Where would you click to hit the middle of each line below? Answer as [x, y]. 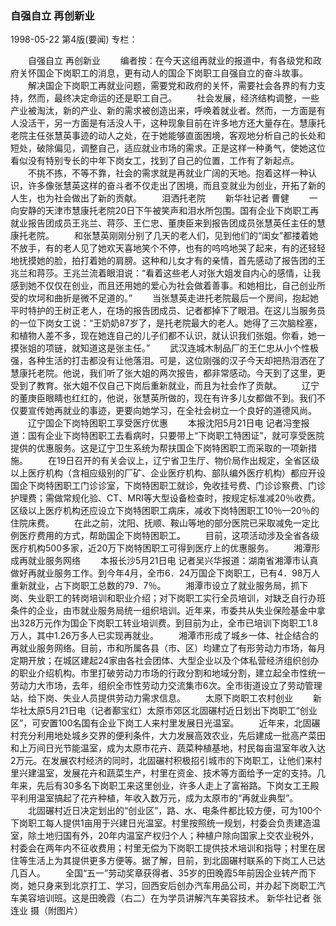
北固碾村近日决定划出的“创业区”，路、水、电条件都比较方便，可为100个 [174, 811]
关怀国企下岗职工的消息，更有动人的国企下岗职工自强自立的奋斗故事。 [163, 73]
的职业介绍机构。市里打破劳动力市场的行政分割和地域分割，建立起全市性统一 [168, 673]
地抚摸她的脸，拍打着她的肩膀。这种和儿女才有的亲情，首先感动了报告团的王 [168, 261]
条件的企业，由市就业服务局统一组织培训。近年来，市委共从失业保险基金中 [163, 611]
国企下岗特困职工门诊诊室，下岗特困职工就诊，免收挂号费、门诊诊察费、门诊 [168, 486]
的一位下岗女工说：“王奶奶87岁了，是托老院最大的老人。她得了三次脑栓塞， [166, 323]
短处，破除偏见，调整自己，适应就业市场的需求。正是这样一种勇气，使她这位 [168, 148]
